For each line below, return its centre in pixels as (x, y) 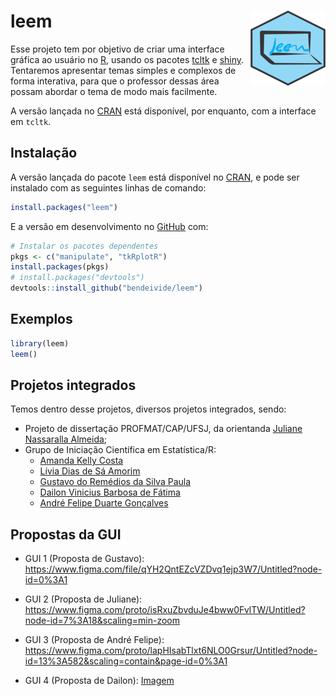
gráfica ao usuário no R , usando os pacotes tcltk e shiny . (127, 59)
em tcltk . (31, 121)
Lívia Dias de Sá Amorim (90, 471)
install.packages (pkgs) (60, 267)
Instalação (44, 153)
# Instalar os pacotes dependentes (84, 246)
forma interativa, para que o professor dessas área (115, 81)
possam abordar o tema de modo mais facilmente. (114, 91)
